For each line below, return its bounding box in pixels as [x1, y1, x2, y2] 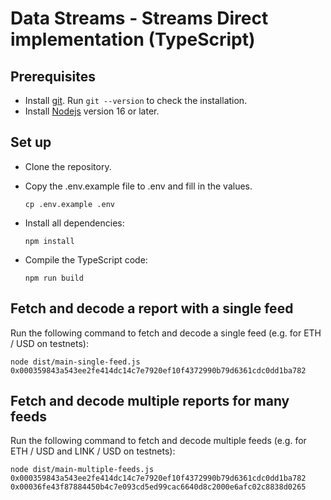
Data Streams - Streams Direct [10, 7, 269, 30]
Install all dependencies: [24, 217, 125, 229]
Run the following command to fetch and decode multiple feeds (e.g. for [10, 435, 307, 447]
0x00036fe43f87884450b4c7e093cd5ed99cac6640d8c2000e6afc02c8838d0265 [10, 482, 307, 492]
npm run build [24, 273, 84, 283]
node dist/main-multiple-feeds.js [10, 465, 155, 475]
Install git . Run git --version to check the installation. [24, 95, 248, 106]
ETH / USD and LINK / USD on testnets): [10, 445, 176, 457]
